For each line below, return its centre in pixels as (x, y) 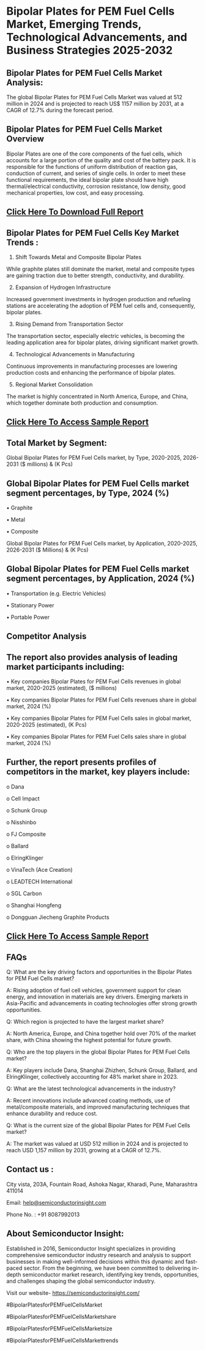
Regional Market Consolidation (54, 384)
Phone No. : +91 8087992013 (43, 1214)
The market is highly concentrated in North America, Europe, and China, (97, 397)
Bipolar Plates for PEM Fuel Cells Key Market (93, 233)
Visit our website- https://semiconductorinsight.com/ (73, 1292)
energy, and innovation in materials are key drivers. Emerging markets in (97, 997)
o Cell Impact (23, 798)
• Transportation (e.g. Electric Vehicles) (56, 593)
